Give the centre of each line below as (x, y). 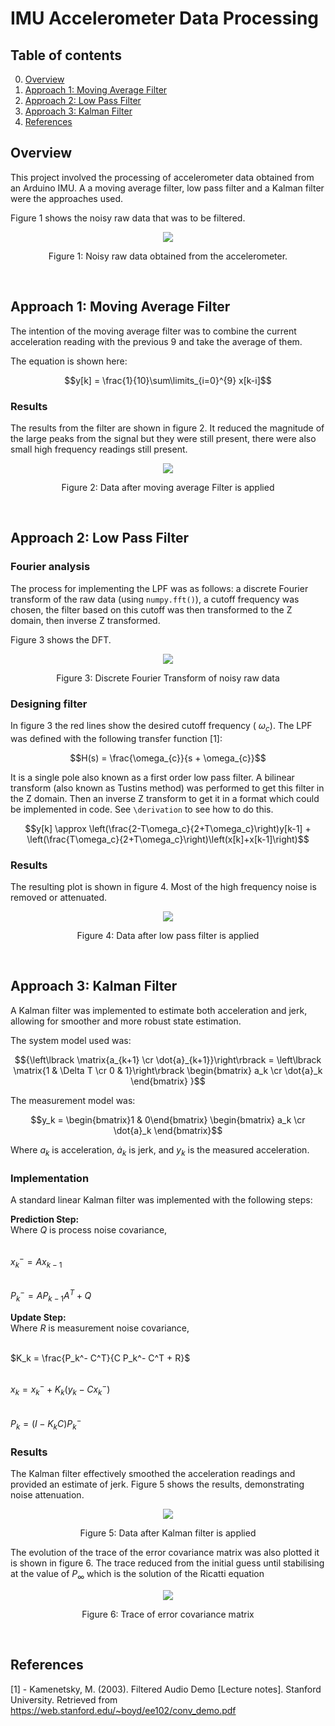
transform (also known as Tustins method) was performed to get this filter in (167, 788)
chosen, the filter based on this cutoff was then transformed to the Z (151, 609)
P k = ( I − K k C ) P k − (46, 1424)
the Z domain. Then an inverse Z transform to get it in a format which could (165, 798)
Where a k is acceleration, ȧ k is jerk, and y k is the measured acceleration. (160, 1150)
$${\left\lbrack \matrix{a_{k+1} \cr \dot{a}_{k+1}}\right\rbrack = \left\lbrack (168, 1059)
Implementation (50, 1178)
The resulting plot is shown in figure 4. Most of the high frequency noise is (163, 886)
